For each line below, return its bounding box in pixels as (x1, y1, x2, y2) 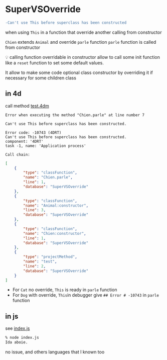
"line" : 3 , (23, 208, 46, 213)
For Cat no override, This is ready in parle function (12, 287, 117, 293)
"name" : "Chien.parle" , (23, 175, 73, 180)
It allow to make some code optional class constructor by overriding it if (5, 69, 153, 75)
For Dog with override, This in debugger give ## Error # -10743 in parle (12, 292, 159, 298)
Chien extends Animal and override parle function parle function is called (5, 39, 156, 45)
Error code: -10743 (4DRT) (5, 130, 62, 135)
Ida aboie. (5, 340, 28, 345)
